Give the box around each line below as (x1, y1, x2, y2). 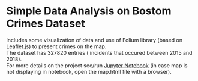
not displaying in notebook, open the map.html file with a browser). (6, 68, 172, 75)
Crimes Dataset (6, 17, 86, 30)
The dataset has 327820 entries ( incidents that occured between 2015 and (6, 49, 193, 56)
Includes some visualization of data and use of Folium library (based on (6, 36, 183, 43)
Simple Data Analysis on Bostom (6, 4, 172, 18)
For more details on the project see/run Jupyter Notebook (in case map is (6, 61, 188, 69)
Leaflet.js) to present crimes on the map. (6, 43, 107, 50)
